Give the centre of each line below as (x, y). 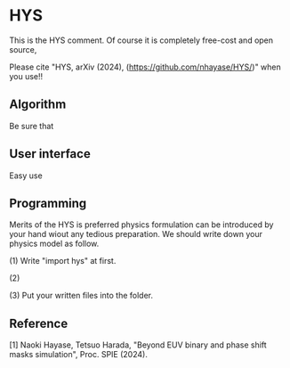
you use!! (26, 76)
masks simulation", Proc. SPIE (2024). (79, 355)
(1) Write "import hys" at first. (63, 261)
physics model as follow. (54, 244)
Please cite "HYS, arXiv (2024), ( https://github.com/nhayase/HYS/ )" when (145, 67)
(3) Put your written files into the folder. (81, 296)
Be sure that (32, 126)
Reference (39, 323)
